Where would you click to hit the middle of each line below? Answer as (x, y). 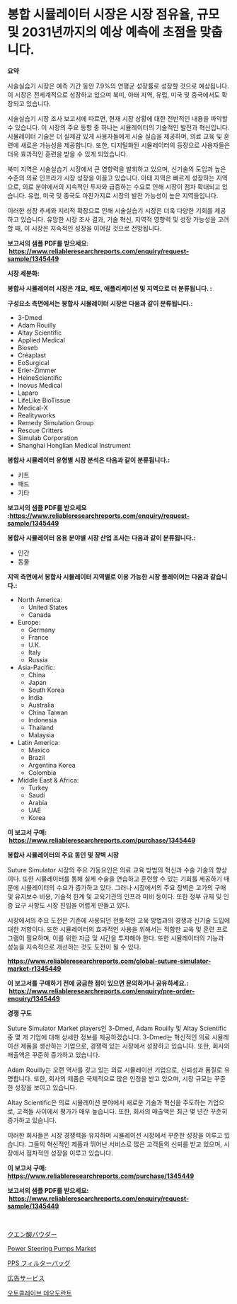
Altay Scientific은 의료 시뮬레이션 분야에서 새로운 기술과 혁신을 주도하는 (107, 1102)
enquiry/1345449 (34, 998)
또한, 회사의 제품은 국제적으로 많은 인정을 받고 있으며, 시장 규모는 (123, 1078)
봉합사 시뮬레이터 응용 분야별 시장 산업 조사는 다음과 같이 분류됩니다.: (102, 538)
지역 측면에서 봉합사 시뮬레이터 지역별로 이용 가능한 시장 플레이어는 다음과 (108, 577)
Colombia (42, 773)
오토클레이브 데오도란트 (40, 1293)
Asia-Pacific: (36, 667)
